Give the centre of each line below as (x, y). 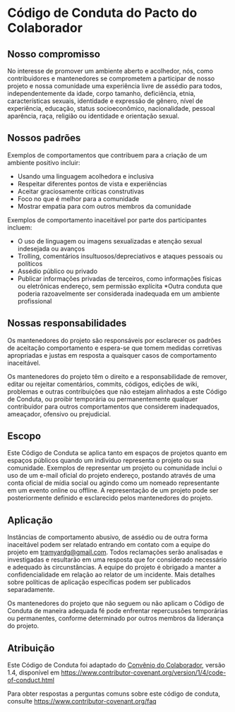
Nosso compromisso (54, 54)
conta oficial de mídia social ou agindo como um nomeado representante (114, 483)
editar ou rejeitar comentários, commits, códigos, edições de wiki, (103, 384)
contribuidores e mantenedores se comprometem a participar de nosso (111, 78)
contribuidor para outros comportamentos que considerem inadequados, (114, 406)
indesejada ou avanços (51, 248)
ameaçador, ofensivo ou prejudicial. (59, 414)
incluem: (20, 227)
